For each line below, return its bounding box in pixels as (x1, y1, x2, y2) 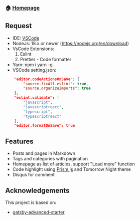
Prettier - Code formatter (20, 56, 72, 62)
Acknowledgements (5, 186, 70, 194)
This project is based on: (5, 199, 57, 205)
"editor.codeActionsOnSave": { (14, 77, 80, 82)
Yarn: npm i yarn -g (12, 62, 53, 68)
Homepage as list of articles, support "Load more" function (12, 161, 135, 167)
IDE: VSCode (12, 35, 40, 41)
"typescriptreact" (23, 114, 62, 119)
